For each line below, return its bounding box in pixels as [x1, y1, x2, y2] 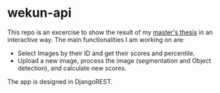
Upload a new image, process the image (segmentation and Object [17, 56, 212, 64]
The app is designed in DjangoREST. [7, 77, 113, 85]
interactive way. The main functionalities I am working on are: [7, 35, 185, 43]
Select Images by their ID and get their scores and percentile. [17, 49, 195, 57]
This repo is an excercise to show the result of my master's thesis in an [7, 28, 213, 36]
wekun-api [7, 5, 72, 21]
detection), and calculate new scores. [17, 64, 127, 72]
